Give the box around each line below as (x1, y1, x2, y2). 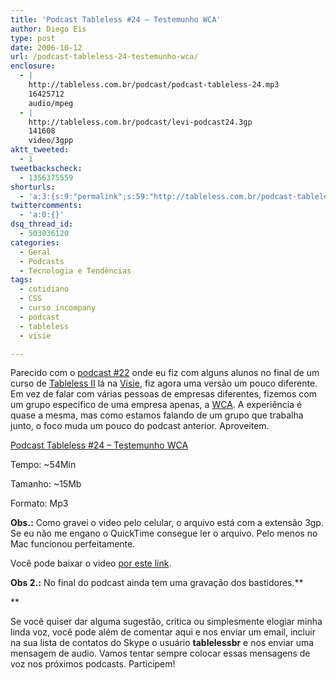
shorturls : (10, 182, 56, 192)
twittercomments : (10, 201, 83, 211)
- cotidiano (19, 284, 70, 295)
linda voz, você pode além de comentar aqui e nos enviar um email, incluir (10, 626, 316, 638)
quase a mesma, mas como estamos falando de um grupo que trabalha (10, 409, 304, 421)
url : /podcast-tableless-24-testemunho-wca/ (10, 52, 199, 62)
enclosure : (10, 61, 56, 71)
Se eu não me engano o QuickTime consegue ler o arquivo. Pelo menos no (10, 527, 318, 540)
